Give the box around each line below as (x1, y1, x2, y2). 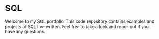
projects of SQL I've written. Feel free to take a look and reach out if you (5, 23, 149, 29)
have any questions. (5, 29, 45, 34)
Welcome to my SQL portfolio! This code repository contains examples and (5, 19, 155, 24)
